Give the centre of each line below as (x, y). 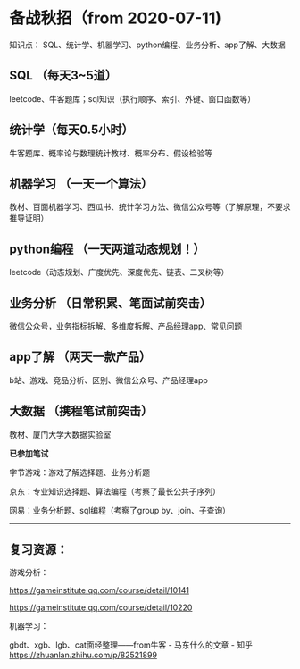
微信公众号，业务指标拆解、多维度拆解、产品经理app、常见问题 (126, 326)
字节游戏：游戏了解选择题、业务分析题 (79, 472)
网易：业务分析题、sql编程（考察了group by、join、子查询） (120, 510)
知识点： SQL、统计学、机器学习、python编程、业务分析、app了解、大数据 (147, 45)
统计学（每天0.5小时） (71, 130)
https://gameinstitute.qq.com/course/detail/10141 (100, 590)
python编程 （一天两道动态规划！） (107, 249)
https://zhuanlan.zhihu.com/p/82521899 (83, 655)
